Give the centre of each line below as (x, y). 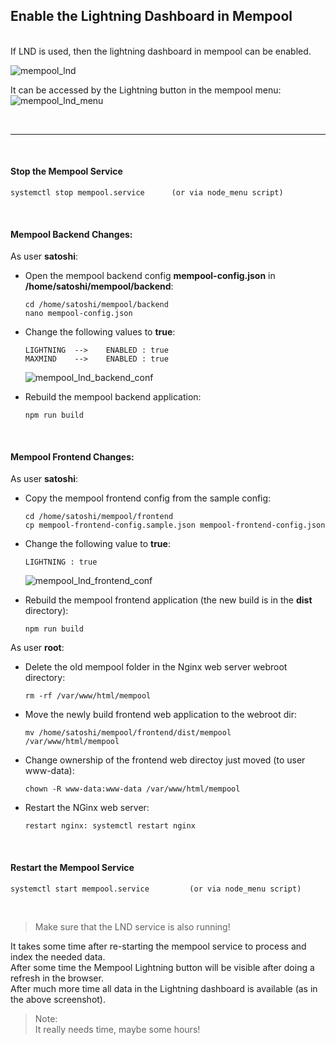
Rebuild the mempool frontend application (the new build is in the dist (168, 600)
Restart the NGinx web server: (87, 808)
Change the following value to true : (97, 544)
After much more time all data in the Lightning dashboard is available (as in (164, 988)
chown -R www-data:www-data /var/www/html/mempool (132, 789)
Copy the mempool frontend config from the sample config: (148, 498)
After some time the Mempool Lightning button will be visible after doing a (162, 967)
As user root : (37, 648)
